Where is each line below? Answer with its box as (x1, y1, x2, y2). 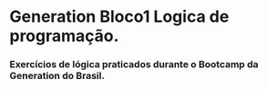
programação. (9, 25, 119, 46)
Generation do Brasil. (9, 70, 105, 83)
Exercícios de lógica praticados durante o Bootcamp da (9, 58, 259, 71)
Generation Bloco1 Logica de (9, 6, 230, 27)
